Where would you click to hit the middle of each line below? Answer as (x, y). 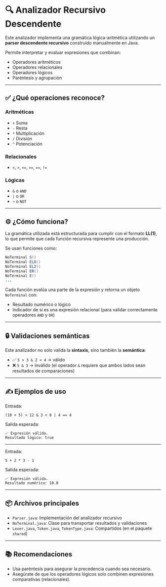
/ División (22, 138)
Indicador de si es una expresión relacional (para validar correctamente (85, 310)
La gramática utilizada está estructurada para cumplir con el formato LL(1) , (81, 234)
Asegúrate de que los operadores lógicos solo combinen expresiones (83, 574)
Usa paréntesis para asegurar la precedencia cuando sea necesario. (82, 569)
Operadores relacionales (37, 67)
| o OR (18, 196)
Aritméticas (20, 112)
